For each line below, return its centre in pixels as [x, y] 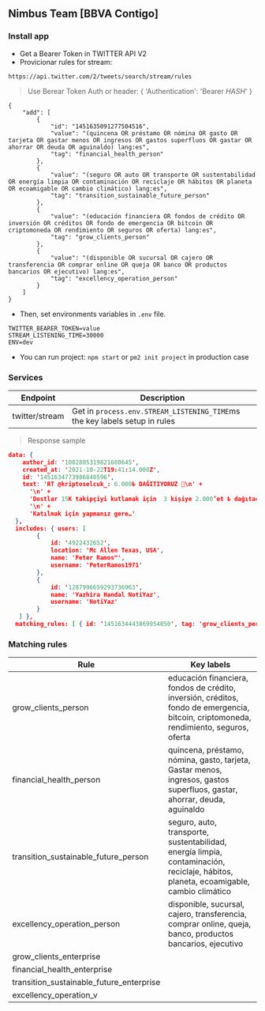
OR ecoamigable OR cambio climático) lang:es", [88, 189]
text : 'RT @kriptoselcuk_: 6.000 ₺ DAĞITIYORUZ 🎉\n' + [112, 485]
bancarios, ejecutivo [206, 944]
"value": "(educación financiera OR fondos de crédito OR [147, 216]
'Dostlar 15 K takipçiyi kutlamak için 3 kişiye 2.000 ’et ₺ [130, 499]
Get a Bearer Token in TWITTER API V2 [83, 53]
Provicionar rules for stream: [66, 62]
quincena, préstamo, [206, 750]
